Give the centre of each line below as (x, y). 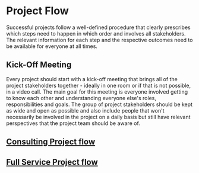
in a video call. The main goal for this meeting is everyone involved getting (97, 92)
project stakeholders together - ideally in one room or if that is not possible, (99, 85)
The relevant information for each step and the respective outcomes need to (99, 40)
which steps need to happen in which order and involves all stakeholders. (96, 33)
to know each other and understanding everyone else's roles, (81, 98)
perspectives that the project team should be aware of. (73, 123)
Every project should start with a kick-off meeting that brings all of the (92, 79)
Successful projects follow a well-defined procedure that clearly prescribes (99, 27)
